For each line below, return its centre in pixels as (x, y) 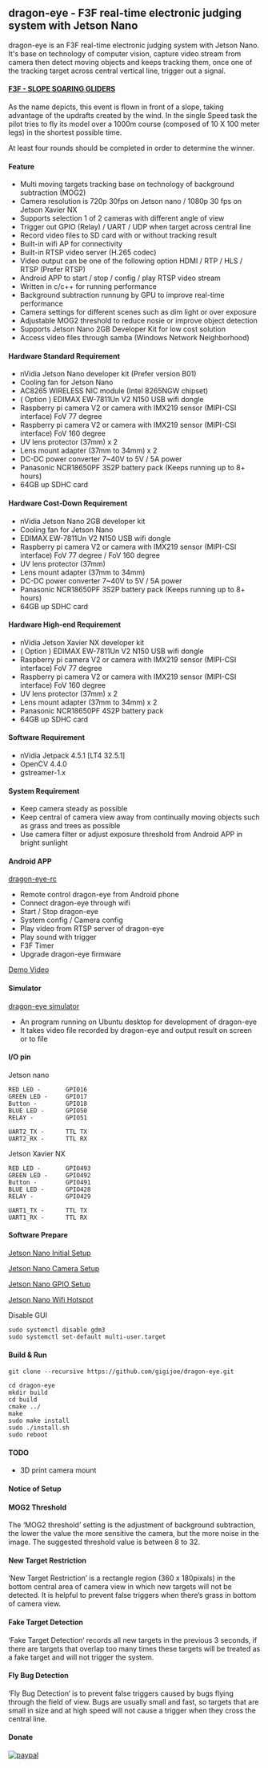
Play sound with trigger (58, 937)
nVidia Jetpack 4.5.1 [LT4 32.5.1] (72, 756)
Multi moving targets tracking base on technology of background (127, 185)
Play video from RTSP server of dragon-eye (92, 929)
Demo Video (29, 969)
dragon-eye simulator (44, 1006)
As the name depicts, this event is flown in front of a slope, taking (116, 107)
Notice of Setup (35, 1489)
